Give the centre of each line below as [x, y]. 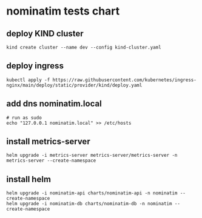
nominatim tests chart [63, 11]
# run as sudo [24, 117]
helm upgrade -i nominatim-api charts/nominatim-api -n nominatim [92, 193]
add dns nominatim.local [54, 104]
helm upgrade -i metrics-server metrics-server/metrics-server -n [92, 156]
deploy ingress [35, 66]
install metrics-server [48, 141]
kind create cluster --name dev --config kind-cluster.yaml [84, 47]
